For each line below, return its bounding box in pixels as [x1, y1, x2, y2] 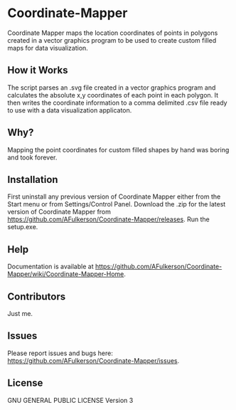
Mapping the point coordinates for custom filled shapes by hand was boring [7, 145, 230, 154]
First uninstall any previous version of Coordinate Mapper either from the [7, 192, 221, 201]
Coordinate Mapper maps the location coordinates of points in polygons [7, 28, 218, 37]
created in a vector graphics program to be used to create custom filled [7, 36, 217, 44]
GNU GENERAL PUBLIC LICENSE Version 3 [7, 396, 134, 404]
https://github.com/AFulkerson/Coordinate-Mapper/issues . [7, 356, 180, 364]
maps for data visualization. [7, 43, 89, 52]
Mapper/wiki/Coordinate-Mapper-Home [7, 270, 124, 278]
